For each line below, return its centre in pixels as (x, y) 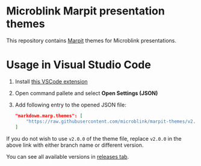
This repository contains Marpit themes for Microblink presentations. (91, 40)
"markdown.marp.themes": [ (49, 115)
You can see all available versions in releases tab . (68, 156)
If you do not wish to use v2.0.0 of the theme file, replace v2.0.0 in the (94, 138)
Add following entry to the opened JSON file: (70, 105)
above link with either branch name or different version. (75, 145)
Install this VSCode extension (51, 81)
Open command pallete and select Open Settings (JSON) (86, 93)
